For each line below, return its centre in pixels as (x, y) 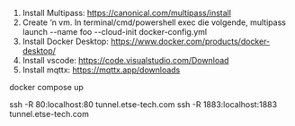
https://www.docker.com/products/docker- (191, 41)
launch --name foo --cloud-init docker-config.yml (115, 32)
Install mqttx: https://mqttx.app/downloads (101, 70)
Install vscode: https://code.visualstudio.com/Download (125, 60)
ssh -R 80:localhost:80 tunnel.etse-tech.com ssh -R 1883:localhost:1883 (143, 105)
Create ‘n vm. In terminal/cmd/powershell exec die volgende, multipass (154, 22)
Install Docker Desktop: (66, 41)
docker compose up (46, 87)
